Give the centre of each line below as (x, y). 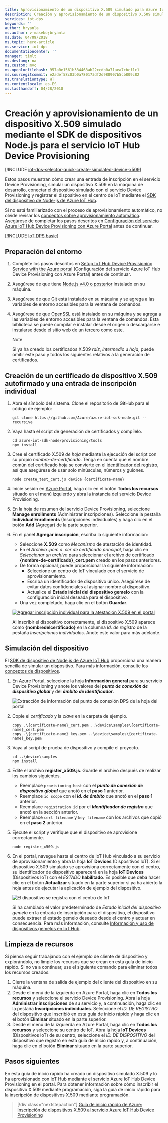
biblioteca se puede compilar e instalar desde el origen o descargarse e (86, 325)
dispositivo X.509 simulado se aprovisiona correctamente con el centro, (86, 866)
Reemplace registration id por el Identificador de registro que (86, 806)
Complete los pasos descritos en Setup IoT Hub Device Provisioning (82, 264)
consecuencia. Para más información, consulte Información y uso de (83, 923)
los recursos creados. (27, 972)
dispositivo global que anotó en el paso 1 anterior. (72, 791)
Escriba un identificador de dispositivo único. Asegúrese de (89, 581)
